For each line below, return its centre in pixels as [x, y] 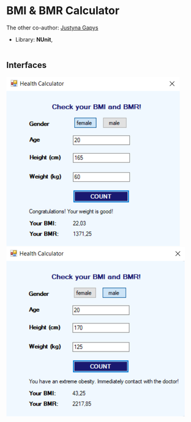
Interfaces [27, 65]
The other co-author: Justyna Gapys [52, 28]
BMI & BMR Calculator [63, 11]
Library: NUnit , [34, 39]
